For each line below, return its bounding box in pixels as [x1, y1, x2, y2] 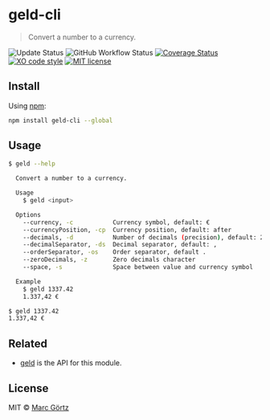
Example [15, 277, 42, 286]
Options [15, 210, 42, 218]
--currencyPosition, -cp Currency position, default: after [22, 226, 231, 234]
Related [8, 336, 48, 350]
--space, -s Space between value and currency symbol [22, 263, 253, 271]
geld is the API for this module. [19, 358, 122, 368]
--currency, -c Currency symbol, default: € [22, 218, 211, 226]
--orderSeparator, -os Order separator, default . [22, 248, 207, 256]
